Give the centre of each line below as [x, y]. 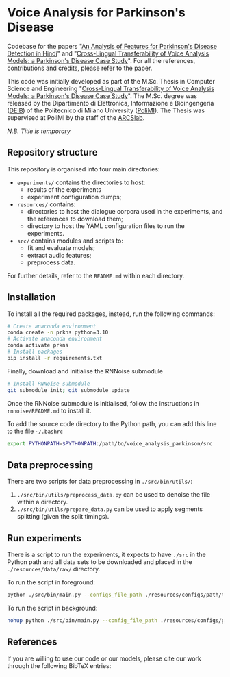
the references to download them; [75, 219]
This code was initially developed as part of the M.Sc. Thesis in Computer [111, 81]
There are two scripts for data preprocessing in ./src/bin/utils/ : [100, 482]
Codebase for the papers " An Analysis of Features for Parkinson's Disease [112, 46]
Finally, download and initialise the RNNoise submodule [85, 371]
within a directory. [42, 502]
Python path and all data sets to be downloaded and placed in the [100, 562]
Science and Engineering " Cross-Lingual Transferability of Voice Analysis [111, 88]
